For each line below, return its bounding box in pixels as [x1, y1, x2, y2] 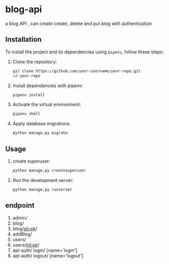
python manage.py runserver [12, 187, 72, 192]
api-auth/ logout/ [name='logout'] [12, 252, 83, 258]
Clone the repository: [12, 59, 58, 65]
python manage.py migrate [12, 130, 68, 136]
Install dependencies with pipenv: [12, 83, 83, 89]
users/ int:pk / [12, 242, 40, 248]
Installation [5, 35, 42, 44]
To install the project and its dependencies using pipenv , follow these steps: [5, 48, 164, 55]
